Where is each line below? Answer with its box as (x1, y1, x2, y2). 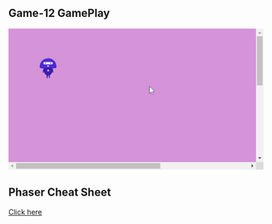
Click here (8, 207, 43, 217)
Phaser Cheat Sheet (8, 186, 112, 200)
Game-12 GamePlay (8, 6, 111, 20)
